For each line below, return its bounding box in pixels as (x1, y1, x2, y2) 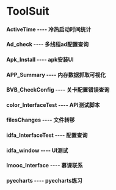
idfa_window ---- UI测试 (6, 147, 68, 154)
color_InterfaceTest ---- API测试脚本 (6, 101, 100, 108)
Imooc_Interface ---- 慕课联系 (6, 162, 84, 169)
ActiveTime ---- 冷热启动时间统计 (6, 26, 92, 33)
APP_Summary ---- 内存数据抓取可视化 (6, 71, 106, 78)
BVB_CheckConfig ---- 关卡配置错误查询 (6, 86, 110, 93)
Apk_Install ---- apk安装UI (6, 56, 74, 63)
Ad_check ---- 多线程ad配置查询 (6, 41, 89, 48)
